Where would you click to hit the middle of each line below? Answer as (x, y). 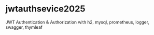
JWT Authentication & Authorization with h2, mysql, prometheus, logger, (77, 22)
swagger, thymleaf (24, 27)
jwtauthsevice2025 (46, 9)
